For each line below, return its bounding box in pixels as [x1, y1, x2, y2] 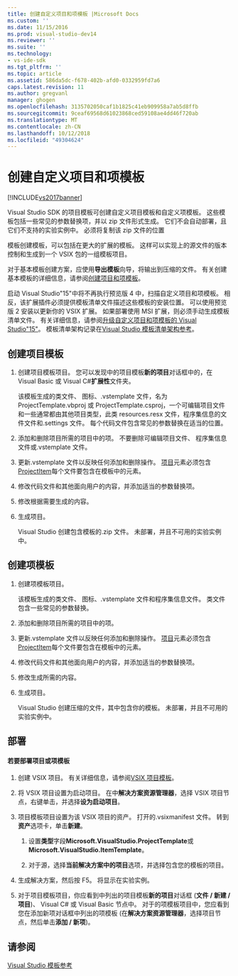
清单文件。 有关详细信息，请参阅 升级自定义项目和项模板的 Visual [7, 316, 197, 324]
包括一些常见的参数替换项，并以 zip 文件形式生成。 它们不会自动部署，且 [13, 217, 227, 225]
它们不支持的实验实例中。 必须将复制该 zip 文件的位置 [7, 226, 165, 235]
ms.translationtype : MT [7, 116, 78, 123]
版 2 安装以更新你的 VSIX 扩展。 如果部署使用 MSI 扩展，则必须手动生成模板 [7, 307, 229, 316]
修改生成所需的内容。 [17, 673, 80, 682]
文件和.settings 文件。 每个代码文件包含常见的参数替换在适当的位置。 [23, 418, 227, 427]
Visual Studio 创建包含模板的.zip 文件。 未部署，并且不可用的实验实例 [17, 528, 222, 535]
